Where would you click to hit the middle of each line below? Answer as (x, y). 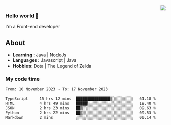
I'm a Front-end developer (33, 27)
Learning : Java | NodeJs (39, 55)
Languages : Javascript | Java (45, 60)
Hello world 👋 (22, 16)
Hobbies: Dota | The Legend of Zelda (52, 66)
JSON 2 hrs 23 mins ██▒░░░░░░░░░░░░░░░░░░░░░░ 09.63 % (81, 108)
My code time (22, 79)
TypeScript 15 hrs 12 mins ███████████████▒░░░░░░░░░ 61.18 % (81, 99)
